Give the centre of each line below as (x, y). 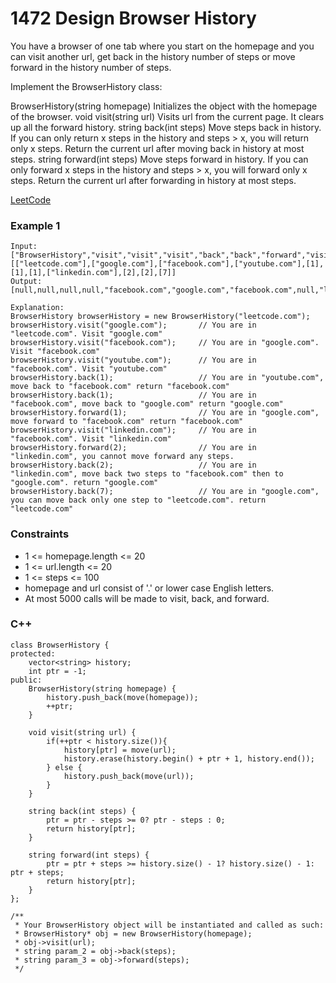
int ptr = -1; (57, 671)
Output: (26, 282)
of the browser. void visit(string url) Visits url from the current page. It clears (167, 116)
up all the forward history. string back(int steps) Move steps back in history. (166, 127)
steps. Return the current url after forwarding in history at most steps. (153, 180)
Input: (24, 247)
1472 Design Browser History (133, 18)
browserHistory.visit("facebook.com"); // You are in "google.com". (165, 343)
